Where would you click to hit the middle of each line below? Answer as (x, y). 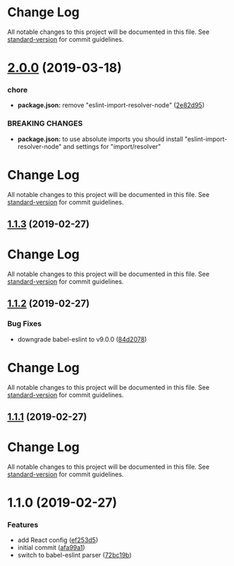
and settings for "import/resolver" (112, 146)
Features (23, 525)
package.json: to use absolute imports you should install (100, 139)
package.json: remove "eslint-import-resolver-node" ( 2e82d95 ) (111, 105)
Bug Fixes (25, 324)
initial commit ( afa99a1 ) (51, 548)
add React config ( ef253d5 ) (58, 540)
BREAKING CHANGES (45, 124)
